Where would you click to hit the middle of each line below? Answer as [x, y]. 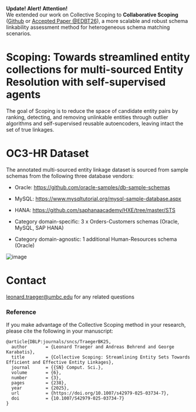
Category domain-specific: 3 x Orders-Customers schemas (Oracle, [97, 221]
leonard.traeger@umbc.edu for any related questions [70, 297]
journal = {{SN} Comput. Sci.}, [58, 368]
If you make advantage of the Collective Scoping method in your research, [96, 325]
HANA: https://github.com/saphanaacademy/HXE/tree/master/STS [95, 210]
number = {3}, [36, 378]
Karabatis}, [21, 352]
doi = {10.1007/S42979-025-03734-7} [68, 398]
